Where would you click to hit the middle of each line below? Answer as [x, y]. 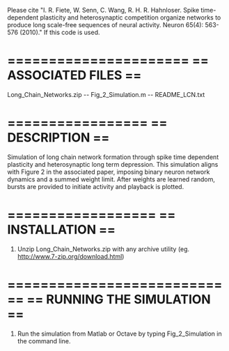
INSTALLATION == [62, 230]
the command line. [44, 341]
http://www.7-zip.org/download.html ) [71, 256]
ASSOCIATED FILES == [74, 75]
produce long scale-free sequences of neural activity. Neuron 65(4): [105, 25]
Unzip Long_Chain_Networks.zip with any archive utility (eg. [103, 249]
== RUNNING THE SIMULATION [119, 299]
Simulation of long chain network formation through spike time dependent [113, 157]
